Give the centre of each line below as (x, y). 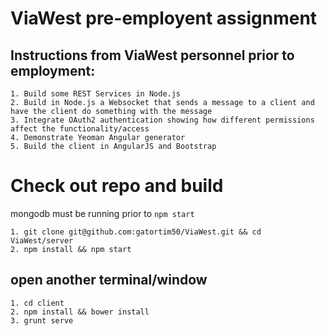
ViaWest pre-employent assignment (164, 18)
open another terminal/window (109, 280)
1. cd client (37, 303)
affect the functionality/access (80, 129)
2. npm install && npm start (71, 249)
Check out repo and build (117, 186)
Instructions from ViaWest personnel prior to (152, 55)
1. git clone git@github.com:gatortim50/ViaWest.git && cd (136, 232)
